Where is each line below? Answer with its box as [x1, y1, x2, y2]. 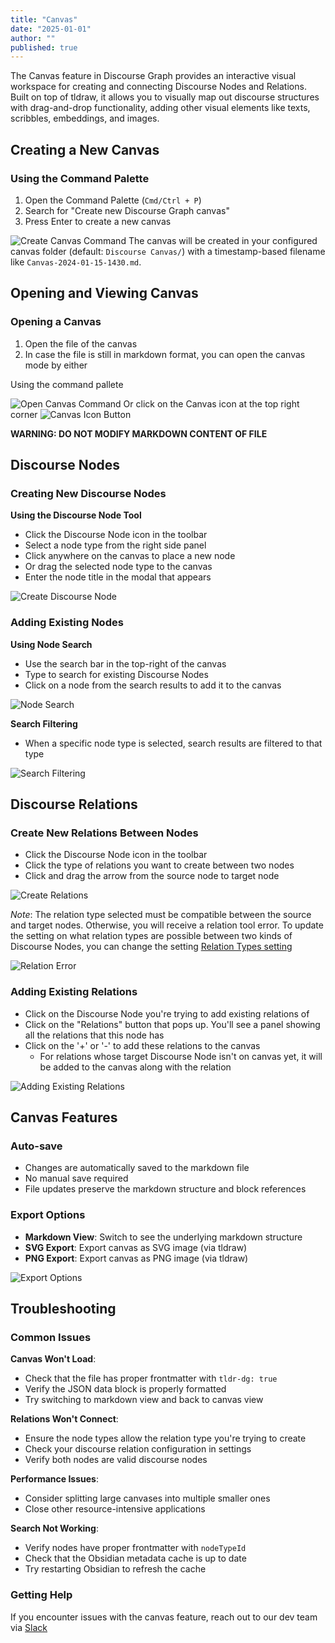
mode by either [24, 359, 88, 371]
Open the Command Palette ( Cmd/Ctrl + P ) [24, 194, 202, 206]
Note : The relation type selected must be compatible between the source [10, 909, 312, 921]
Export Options [10, 1208, 86, 1222]
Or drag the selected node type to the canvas [24, 561, 213, 573]
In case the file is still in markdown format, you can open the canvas [24, 348, 306, 360]
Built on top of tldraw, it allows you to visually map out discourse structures [10, 91, 320, 103]
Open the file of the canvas [24, 337, 138, 350]
